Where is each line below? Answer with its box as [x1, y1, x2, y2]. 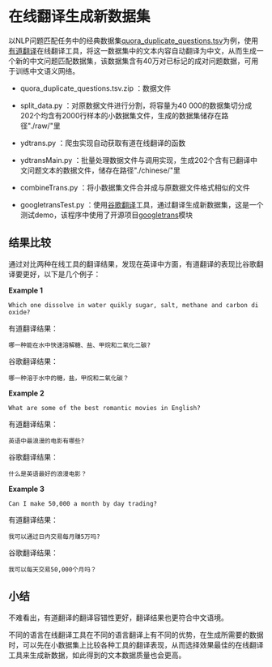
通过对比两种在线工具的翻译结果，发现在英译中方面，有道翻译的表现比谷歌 [8, 259, 257, 268]
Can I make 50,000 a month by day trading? [8, 499, 158, 507]
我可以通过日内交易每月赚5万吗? [8, 532, 100, 541]
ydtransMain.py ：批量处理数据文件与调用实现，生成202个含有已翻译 [19, 155, 251, 165]
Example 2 [8, 388, 45, 398]
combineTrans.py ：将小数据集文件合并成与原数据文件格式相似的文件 [19, 182, 250, 192]
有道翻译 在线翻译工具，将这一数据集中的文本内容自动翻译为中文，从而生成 [8, 45, 257, 55]
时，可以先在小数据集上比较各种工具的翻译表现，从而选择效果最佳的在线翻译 [8, 639, 264, 649]
